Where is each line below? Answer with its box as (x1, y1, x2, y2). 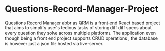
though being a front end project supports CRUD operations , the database (5, 35, 158, 41)
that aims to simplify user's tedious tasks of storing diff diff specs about (5, 25, 152, 30)
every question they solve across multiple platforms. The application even (5, 30, 156, 36)
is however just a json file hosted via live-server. (5, 40, 104, 46)
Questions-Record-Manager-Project (5, 3, 159, 15)
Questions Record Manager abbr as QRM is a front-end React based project (5, 20, 160, 25)
